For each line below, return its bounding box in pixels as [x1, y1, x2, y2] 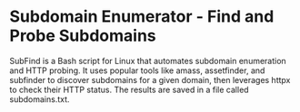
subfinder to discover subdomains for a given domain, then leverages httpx [9, 74, 291, 85]
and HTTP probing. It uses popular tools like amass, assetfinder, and [9, 65, 265, 76]
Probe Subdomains [9, 25, 156, 46]
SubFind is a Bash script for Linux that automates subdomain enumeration [9, 55, 286, 66]
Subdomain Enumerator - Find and [9, 6, 275, 27]
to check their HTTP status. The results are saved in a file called [9, 84, 249, 95]
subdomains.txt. [9, 93, 70, 105]
